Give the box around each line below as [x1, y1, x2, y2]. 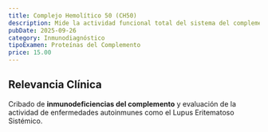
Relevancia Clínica [8, 78, 102, 91]
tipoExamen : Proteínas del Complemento [8, 41, 141, 49]
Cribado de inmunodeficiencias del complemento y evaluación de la [8, 99, 237, 108]
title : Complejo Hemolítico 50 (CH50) [8, 11, 137, 20]
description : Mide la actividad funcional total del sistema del [8, 19, 230, 27]
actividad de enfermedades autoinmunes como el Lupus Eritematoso [8, 107, 235, 117]
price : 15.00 [8, 49, 52, 56]
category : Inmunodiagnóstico [8, 33, 105, 42]
